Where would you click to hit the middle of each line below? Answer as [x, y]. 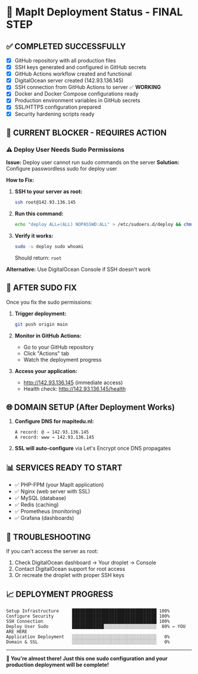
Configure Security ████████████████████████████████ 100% [88, 616]
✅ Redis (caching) [37, 505]
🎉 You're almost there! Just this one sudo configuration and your [87, 658]
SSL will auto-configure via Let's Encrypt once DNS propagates [93, 449]
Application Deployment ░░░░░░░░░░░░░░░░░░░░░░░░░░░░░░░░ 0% [88, 637]
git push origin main [41, 324]
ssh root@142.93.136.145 [45, 202]
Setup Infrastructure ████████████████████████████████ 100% [88, 611]
